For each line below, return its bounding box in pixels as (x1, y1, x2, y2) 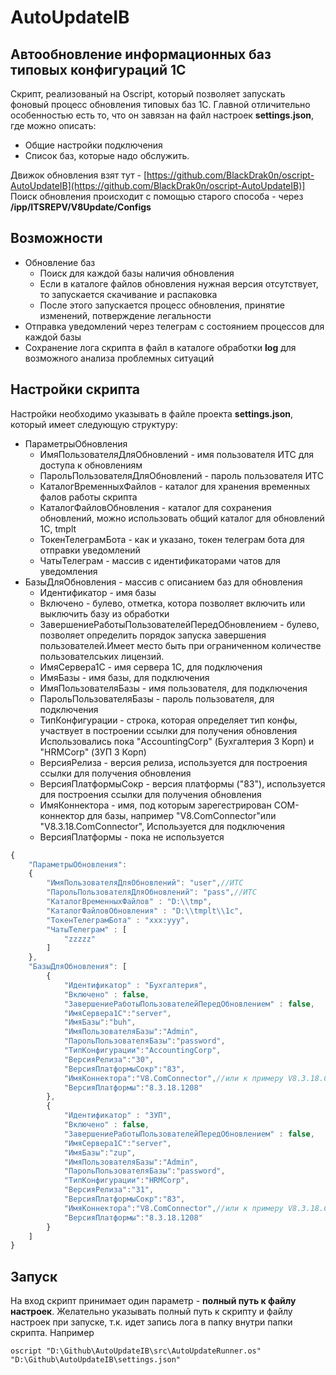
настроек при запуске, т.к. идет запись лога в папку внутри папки (10, 1316, 293, 1328)
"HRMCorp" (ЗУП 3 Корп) (39, 746, 147, 758)
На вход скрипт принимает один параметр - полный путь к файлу (10, 1295, 297, 1307)
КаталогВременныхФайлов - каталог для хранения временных (39, 480, 311, 492)
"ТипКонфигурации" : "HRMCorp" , (63, 1176, 190, 1186)
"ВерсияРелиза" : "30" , (63, 1054, 155, 1065)
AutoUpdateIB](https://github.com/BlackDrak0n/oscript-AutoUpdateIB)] (10, 180, 306, 191)
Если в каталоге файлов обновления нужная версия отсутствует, (39, 277, 319, 290)
